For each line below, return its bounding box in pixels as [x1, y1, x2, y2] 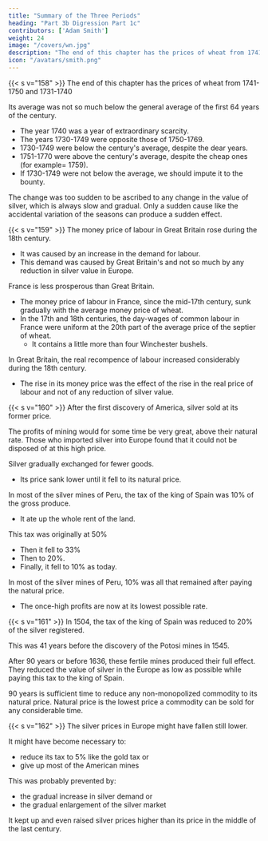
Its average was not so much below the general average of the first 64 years [8, 101, 260, 112]
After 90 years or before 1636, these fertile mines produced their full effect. [8, 656, 256, 665]
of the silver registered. [8, 625, 85, 635]
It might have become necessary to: [8, 736, 127, 746]
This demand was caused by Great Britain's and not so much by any [19, 257, 245, 267]
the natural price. [8, 585, 65, 595]
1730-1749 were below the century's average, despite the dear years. [19, 143, 249, 153]
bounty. [19, 177, 45, 186]
